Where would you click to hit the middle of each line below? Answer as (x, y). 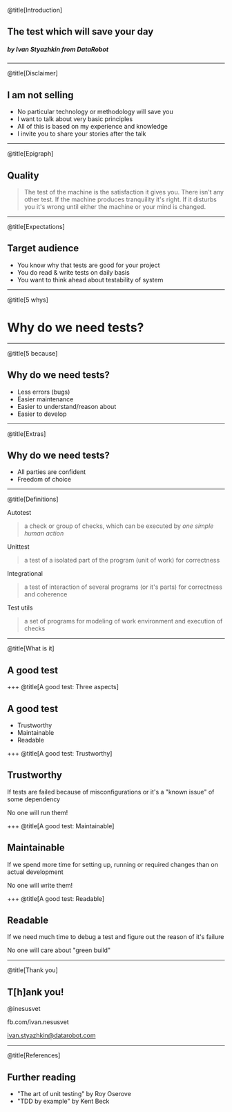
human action (44, 534)
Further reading (41, 1077)
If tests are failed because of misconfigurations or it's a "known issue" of (111, 792)
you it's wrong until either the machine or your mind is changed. (115, 206)
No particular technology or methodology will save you (95, 112)
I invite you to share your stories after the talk (81, 134)
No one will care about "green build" (59, 950)
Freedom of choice (44, 480)
